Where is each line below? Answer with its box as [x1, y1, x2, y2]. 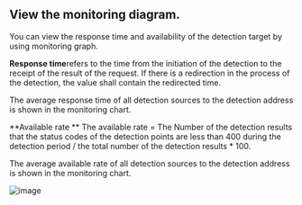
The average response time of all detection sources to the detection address [9, 94, 294, 105]
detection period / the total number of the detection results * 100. [9, 140, 252, 151]
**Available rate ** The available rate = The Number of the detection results [9, 121, 293, 132]
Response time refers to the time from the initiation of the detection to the [9, 58, 282, 68]
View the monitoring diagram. [9, 7, 180, 22]
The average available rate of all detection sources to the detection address [9, 157, 290, 169]
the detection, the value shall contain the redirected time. [9, 76, 222, 88]
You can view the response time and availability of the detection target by [9, 31, 282, 41]
